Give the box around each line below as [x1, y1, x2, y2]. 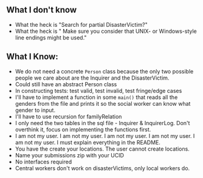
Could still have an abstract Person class [15, 80, 117, 87]
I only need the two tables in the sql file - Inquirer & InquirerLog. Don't [15, 119, 190, 126]
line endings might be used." [15, 33, 87, 41]
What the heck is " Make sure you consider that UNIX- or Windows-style [15, 27, 198, 35]
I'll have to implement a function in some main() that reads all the [15, 94, 178, 101]
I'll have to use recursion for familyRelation [15, 112, 122, 120]
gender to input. [15, 106, 56, 114]
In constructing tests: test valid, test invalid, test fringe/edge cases [15, 87, 182, 94]
